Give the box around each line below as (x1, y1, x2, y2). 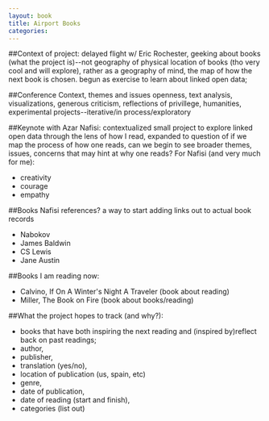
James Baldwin (19, 239, 71, 248)
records (8, 215, 35, 224)
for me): (8, 157, 35, 167)
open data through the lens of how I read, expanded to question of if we (8, 131, 247, 141)
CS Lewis (19, 247, 52, 256)
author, (19, 344, 44, 353)
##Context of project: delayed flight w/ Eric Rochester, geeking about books (8, 49, 261, 59)
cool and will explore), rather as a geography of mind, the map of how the (8, 66, 252, 76)
